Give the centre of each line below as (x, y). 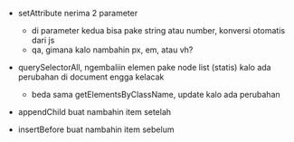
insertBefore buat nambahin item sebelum (96, 129)
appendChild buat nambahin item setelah (95, 112)
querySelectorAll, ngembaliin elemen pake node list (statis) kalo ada (144, 67)
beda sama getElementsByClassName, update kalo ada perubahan (156, 95)
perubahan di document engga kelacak (91, 77)
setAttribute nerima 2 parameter (78, 13)
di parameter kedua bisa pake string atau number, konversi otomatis (158, 30)
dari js (43, 40)
